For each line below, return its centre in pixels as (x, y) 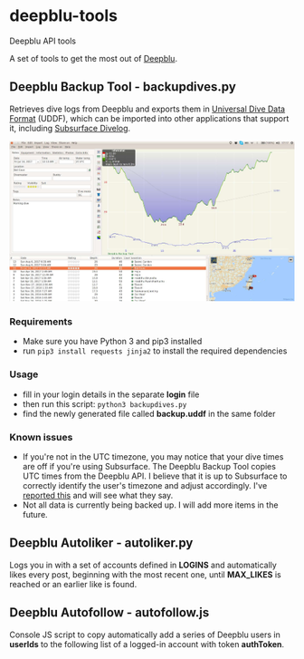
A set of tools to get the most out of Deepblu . (94, 58)
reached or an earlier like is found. (73, 584)
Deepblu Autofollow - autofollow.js (109, 613)
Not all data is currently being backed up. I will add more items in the (150, 505)
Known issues (41, 437)
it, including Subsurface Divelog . (70, 128)
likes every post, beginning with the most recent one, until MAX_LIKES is (146, 574)
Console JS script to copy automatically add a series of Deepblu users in (145, 635)
